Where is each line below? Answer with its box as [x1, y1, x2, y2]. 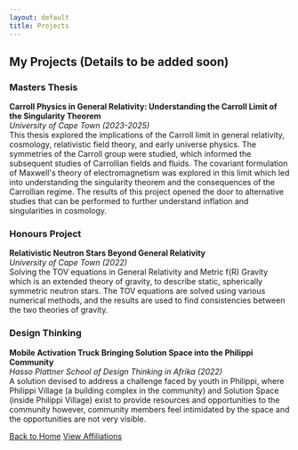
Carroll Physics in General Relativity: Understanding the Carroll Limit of [9, 102, 278, 112]
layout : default [9, 12, 69, 22]
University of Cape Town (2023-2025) [9, 120, 150, 131]
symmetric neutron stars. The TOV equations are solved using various [9, 286, 266, 297]
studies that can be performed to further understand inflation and [9, 196, 249, 207]
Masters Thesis [9, 81, 78, 94]
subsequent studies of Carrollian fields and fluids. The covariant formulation [9, 158, 288, 169]
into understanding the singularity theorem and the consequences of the [9, 177, 276, 188]
